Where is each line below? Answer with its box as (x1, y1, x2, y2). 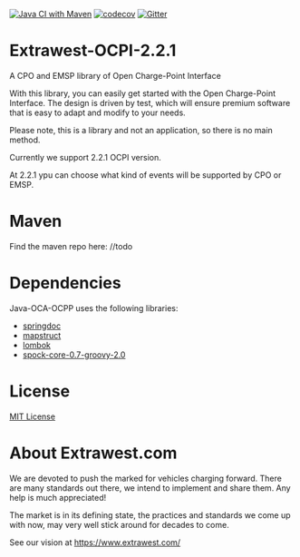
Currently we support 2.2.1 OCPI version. (9, 151, 161, 162)
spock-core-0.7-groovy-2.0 (22, 349, 126, 360)
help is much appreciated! (9, 492, 107, 503)
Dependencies (9, 273, 121, 294)
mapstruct (22, 329, 62, 340)
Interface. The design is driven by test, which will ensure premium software (9, 97, 291, 108)
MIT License (9, 411, 56, 422)
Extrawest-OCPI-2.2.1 (9, 41, 177, 61)
